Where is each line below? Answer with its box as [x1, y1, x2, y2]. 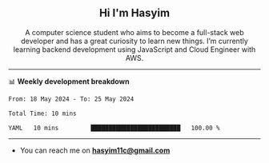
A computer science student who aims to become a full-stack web [25, 27, 244, 37]
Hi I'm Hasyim [98, 6, 171, 20]
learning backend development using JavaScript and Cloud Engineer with [13, 44, 256, 54]
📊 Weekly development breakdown [8, 76, 130, 86]
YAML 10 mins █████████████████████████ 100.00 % [8, 124, 220, 132]
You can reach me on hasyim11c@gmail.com [19, 145, 171, 155]
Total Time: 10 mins [8, 109, 78, 117]
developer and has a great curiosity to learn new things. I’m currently [21, 36, 248, 46]
